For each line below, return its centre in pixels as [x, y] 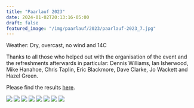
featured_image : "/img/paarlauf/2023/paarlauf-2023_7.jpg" [81, 28]
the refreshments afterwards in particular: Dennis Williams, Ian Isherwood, [97, 63]
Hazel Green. [22, 76]
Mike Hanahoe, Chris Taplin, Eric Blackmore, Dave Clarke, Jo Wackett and [97, 70]
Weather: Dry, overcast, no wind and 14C [57, 45]
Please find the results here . [41, 88]
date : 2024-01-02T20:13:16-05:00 [48, 17]
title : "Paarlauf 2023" [36, 12]
